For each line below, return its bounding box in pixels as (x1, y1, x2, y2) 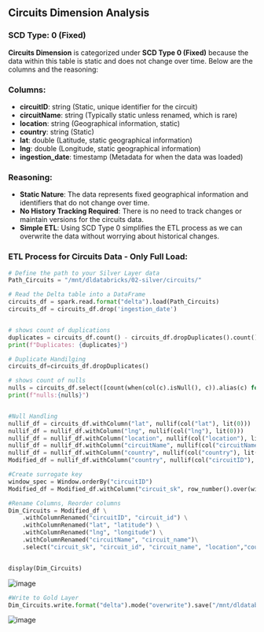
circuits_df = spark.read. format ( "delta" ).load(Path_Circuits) (8, 298, 220, 306)
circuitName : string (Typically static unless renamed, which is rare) (19, 110, 238, 120)
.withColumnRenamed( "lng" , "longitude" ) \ (22, 529, 163, 537)
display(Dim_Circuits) (8, 564, 82, 572)
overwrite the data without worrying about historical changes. (19, 231, 220, 241)
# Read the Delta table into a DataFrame (8, 290, 146, 298)
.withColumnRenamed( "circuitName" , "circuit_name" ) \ (22, 536, 199, 544)
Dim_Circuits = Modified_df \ (8, 507, 108, 515)
